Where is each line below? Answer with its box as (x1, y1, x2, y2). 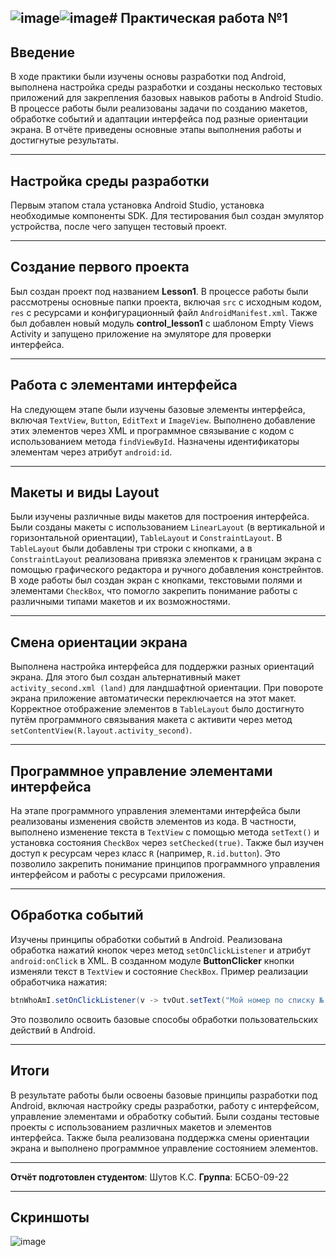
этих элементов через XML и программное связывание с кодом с (10, 424, 295, 436)
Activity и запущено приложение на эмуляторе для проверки (10, 327, 272, 340)
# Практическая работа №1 (108, 10, 288, 27)
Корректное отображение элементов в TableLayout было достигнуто (10, 703, 305, 715)
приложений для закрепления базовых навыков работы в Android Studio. (10, 92, 324, 104)
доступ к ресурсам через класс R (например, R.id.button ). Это (10, 847, 281, 860)
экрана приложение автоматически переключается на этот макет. (10, 692, 297, 705)
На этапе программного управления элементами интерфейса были (10, 805, 301, 817)
